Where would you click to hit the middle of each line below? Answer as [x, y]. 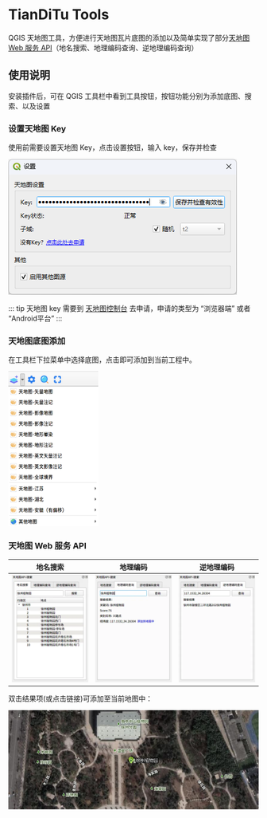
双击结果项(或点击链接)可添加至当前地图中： [81, 698]
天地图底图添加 [37, 340]
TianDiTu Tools [59, 15]
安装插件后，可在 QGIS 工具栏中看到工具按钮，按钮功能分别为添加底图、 [126, 96]
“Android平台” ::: [35, 319]
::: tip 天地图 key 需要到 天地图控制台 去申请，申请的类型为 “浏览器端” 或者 [130, 309]
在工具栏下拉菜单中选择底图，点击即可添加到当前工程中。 [102, 360]
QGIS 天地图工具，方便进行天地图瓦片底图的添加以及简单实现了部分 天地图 [129, 37]
